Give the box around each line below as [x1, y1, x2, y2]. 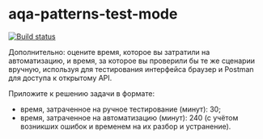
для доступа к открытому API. [8, 73, 112, 82]
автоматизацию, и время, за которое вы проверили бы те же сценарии [8, 56, 255, 65]
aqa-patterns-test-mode [8, 5, 178, 23]
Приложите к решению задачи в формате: [8, 88, 155, 98]
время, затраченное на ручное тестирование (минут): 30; [19, 104, 221, 114]
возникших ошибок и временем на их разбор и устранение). [19, 121, 231, 131]
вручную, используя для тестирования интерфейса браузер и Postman [8, 64, 254, 74]
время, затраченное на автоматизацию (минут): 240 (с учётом [19, 112, 239, 122]
